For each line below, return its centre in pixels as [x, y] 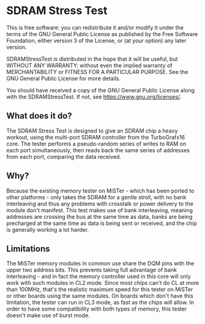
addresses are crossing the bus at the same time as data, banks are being [99, 216]
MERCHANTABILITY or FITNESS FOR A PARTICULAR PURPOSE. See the [97, 72]
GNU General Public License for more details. [64, 78]
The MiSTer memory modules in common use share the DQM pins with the [100, 263]
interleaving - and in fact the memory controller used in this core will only [99, 276]
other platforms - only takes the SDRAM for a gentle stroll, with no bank [96, 197]
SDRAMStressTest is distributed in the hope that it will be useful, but [92, 59]
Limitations [28, 249]
